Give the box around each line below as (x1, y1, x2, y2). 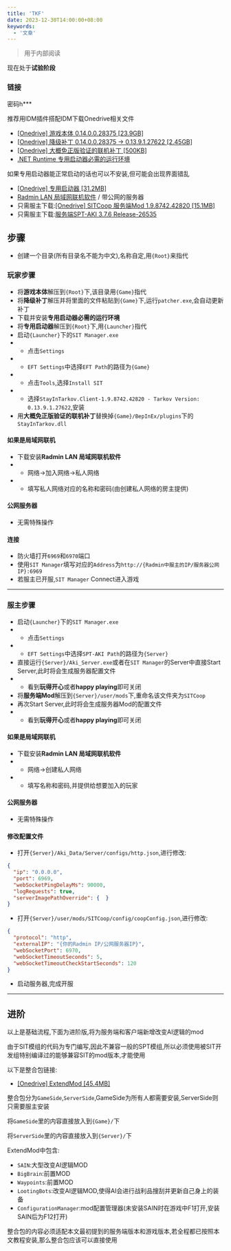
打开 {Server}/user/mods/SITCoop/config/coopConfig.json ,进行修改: (16, 914, 208, 922)
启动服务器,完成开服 (16, 979, 74, 988)
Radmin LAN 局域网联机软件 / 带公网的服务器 (16, 192, 144, 201)
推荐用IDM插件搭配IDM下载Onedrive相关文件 (7, 114, 135, 123)
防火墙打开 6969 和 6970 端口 (16, 552, 91, 560)
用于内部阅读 (23, 49, 60, 57)
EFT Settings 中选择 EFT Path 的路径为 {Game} (27, 363, 150, 371)
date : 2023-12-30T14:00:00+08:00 (7, 17, 103, 23)
